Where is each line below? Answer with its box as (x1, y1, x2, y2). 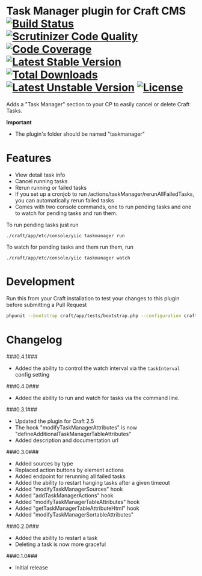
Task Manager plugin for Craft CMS (6, 4, 186, 18)
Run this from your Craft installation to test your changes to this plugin (6, 294, 180, 302)
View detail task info (14, 171, 66, 178)
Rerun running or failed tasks (14, 184, 87, 191)
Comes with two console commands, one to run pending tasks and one (14, 203, 192, 210)
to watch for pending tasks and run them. (14, 209, 118, 217)
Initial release (14, 563, 48, 571)
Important (6, 118, 32, 126)
